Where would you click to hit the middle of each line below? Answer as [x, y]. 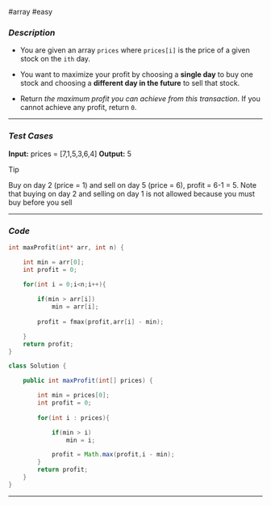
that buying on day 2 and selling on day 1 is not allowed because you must [132, 193]
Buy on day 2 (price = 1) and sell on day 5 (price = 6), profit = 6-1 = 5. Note [132, 185]
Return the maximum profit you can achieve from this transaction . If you [140, 99]
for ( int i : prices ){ [74, 418]
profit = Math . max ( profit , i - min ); [113, 455]
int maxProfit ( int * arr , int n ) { [67, 247]
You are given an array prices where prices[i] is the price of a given [135, 50]
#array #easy [31, 12]
